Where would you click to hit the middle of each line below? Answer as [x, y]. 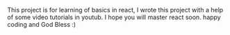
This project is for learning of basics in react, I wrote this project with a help [115, 10]
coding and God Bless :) [42, 24]
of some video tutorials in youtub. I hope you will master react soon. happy [114, 17]
